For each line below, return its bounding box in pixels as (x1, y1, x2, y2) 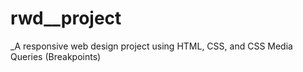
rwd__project (10, 7, 122, 30)
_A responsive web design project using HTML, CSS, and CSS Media (10, 40, 293, 52)
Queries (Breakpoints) (10, 50, 102, 62)
